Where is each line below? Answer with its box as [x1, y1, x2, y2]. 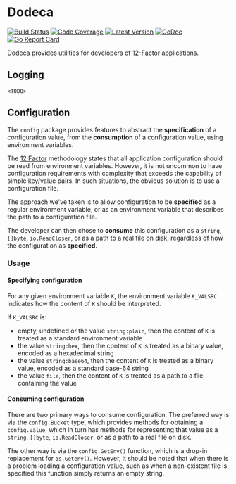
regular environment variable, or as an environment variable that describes [7, 205, 224, 213]
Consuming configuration [7, 395, 85, 403]
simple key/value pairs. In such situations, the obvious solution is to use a [7, 177, 220, 185]
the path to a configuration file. [7, 212, 97, 221]
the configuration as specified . [7, 241, 97, 250]
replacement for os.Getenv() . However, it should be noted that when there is [7, 454, 229, 462]
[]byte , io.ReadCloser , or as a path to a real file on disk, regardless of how [7, 234, 223, 242]
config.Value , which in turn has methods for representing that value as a [7, 425, 218, 433]
